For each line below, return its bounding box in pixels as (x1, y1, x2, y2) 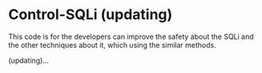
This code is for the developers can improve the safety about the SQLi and (8, 32, 254, 41)
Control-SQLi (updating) (8, 6, 173, 24)
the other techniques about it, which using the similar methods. (8, 40, 216, 49)
